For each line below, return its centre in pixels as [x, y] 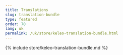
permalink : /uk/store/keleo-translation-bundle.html [62, 33]
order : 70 [16, 24]
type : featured [21, 19]
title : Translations [27, 10]
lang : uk [14, 29]
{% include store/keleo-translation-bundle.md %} [57, 48]
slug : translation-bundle [32, 15]
